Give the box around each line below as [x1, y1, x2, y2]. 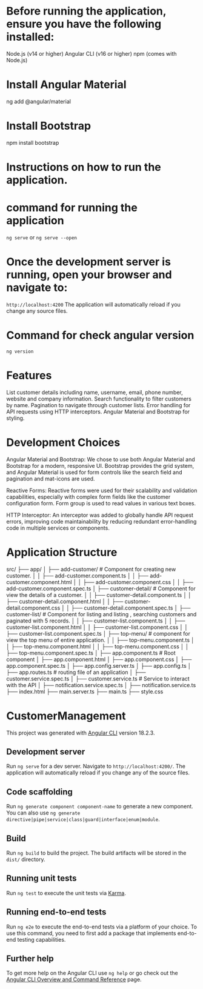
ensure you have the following [6, 17, 162, 31]
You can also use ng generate [6, 809, 81, 816]
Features [6, 368, 52, 382]
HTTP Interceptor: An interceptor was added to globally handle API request [6, 511, 194, 519]
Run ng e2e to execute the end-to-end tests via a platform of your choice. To [6, 923, 198, 930]
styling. [6, 414, 25, 422]
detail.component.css [6, 604, 61, 611]
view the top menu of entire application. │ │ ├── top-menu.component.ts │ [6, 636, 195, 644]
